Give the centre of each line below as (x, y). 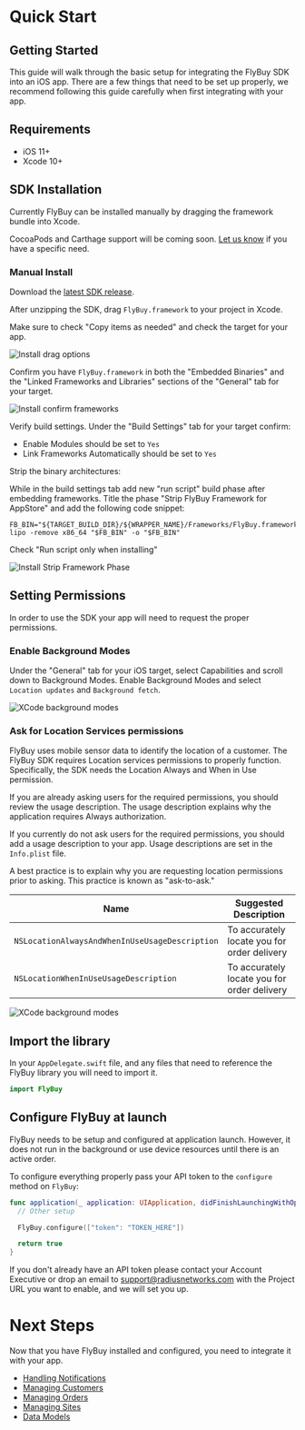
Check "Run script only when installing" (84, 549)
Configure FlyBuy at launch (89, 1118)
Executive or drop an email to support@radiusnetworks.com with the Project (152, 1279)
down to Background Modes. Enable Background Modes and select (135, 680)
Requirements (50, 129)
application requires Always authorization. (88, 817)
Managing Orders (55, 1397)
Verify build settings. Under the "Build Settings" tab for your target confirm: (150, 426)
